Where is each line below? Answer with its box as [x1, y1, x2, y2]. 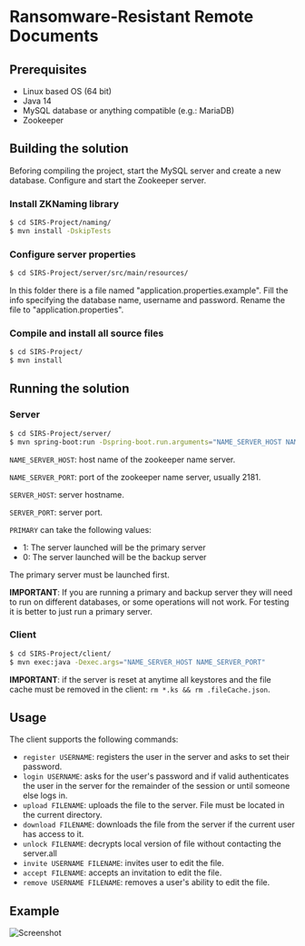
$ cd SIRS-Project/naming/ [9, 218, 112, 228]
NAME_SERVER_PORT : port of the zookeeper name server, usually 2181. [9, 471, 261, 482]
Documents [9, 25, 99, 46]
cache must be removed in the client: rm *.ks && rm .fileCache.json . [9, 684, 271, 695]
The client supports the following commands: [9, 734, 179, 745]
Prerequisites [9, 62, 87, 77]
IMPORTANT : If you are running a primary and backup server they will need [9, 586, 293, 597]
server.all [22, 848, 57, 859]
